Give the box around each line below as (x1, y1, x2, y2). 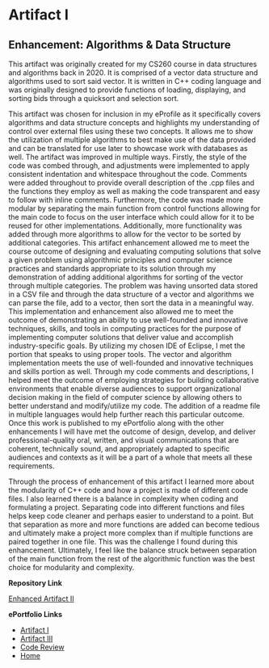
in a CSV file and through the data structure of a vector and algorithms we (8, 289, 254, 299)
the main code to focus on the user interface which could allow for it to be (8, 212, 254, 221)
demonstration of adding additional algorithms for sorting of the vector (8, 272, 244, 282)
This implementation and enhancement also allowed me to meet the (8, 307, 234, 316)
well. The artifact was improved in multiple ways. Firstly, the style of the (8, 152, 247, 162)
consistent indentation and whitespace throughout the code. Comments (8, 170, 248, 179)
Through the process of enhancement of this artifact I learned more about (8, 477, 254, 486)
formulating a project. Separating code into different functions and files (8, 502, 245, 512)
